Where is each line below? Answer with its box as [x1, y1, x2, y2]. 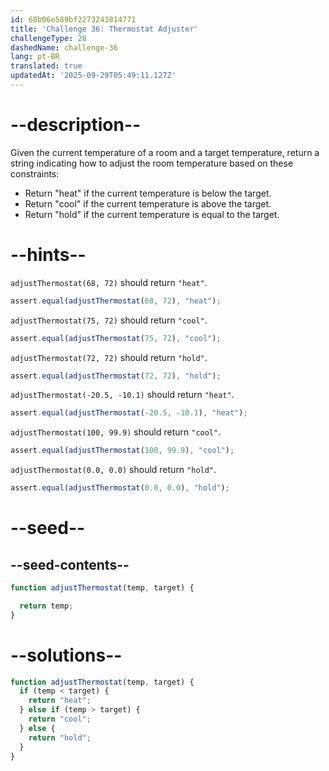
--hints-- [10, 244, 87, 266]
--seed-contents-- [10, 556, 130, 573]
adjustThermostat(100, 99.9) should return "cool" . [10, 426, 222, 438]
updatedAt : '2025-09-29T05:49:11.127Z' [10, 71, 177, 81]
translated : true [10, 61, 83, 71]
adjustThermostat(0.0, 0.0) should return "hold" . [10, 464, 217, 476]
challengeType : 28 [10, 33, 87, 43]
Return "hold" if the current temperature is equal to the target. [24, 208, 280, 220]
